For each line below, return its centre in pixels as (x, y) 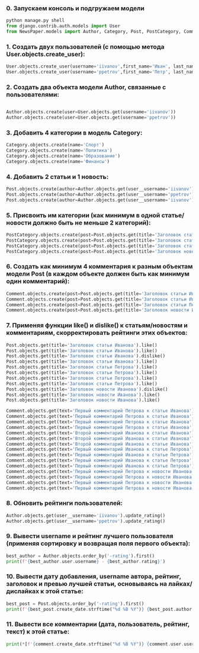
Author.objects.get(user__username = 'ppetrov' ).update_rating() (86, 521)
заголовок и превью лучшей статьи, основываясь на (87, 584)
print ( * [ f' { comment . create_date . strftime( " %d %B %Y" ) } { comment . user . (95, 644)
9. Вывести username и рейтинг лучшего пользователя (90, 536)
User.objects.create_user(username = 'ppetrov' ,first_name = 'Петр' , (88, 72)
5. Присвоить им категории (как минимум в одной (83, 215)
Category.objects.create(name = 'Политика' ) (59, 151)
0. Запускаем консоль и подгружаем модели (76, 8)
